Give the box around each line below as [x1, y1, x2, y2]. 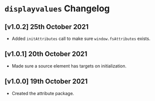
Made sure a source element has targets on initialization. [11, 63, 126, 69]
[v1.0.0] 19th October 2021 [4, 77, 88, 86]
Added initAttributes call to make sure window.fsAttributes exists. [11, 35, 151, 41]
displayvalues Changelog [4, 3, 110, 14]
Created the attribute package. [11, 90, 74, 96]
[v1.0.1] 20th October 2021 [4, 50, 88, 58]
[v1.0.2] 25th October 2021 [4, 23, 89, 31]
